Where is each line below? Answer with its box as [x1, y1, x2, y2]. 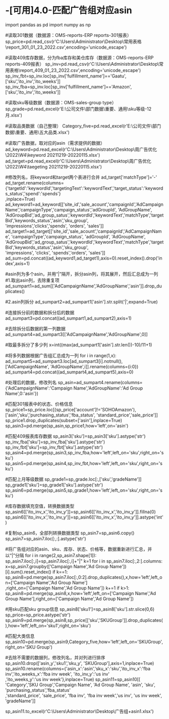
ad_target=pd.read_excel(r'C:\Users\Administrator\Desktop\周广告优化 [5, 158, 151, 164]
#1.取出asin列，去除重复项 [5, 277, 60, 283]
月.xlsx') [5, 112, 23, 118]
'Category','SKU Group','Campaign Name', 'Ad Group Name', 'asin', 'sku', [5, 682, 155, 688]
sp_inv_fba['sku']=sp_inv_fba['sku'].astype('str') [5, 439, 105, 445]
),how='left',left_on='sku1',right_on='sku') [5, 622, 91, 628]
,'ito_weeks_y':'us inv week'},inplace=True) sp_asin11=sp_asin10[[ [5, 676, 141, 682]
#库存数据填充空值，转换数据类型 [5, 503, 75, 509]
